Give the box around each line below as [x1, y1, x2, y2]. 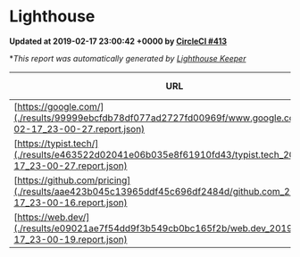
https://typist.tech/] [17, 137, 99, 149]
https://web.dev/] [17, 211, 90, 223]
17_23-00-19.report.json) [13, 233, 128, 245]
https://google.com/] [17, 100, 104, 112]
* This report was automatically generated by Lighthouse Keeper [9, 53, 246, 63]
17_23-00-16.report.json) [13, 196, 128, 209]
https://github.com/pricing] [17, 174, 131, 187]
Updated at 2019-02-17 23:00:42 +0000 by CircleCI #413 [9, 36, 228, 46]
